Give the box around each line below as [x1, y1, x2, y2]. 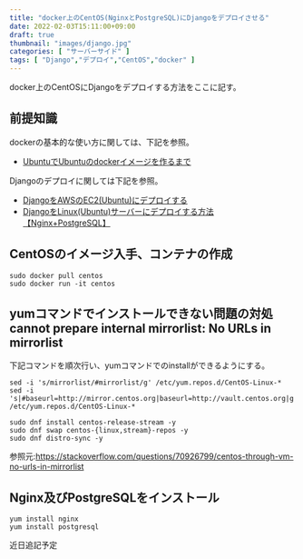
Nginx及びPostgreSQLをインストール [9, 490, 220, 505]
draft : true [9, 30, 54, 39]
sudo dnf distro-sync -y [9, 434, 103, 444]
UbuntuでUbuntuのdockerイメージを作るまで [22, 155, 192, 166]
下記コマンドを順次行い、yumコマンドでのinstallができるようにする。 [9, 360, 270, 371]
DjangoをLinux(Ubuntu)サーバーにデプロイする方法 [22, 205, 215, 216]
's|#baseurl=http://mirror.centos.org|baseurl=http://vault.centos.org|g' [9, 394, 298, 404]
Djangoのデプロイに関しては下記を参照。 [9, 175, 163, 186]
